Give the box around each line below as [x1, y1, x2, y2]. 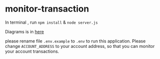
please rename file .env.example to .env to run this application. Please [5, 38, 146, 44]
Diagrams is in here [5, 29, 44, 34]
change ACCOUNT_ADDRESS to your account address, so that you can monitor [5, 43, 155, 49]
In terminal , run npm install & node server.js [5, 19, 98, 25]
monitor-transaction [5, 3, 90, 15]
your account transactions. [5, 48, 60, 54]
